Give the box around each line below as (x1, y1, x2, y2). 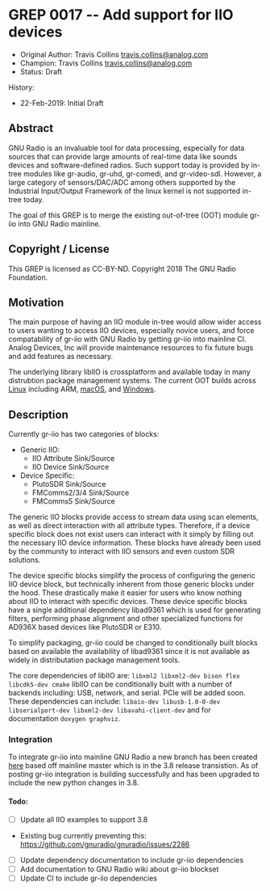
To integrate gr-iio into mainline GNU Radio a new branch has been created (8, 752, 258, 762)
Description (8, 407, 69, 421)
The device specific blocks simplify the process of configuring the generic (8, 571, 255, 581)
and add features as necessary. (8, 352, 114, 361)
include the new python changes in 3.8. (8, 778, 139, 788)
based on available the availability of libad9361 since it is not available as (8, 647, 250, 657)
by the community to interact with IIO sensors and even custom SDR (8, 547, 235, 556)
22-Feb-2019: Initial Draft (19, 98, 104, 108)
